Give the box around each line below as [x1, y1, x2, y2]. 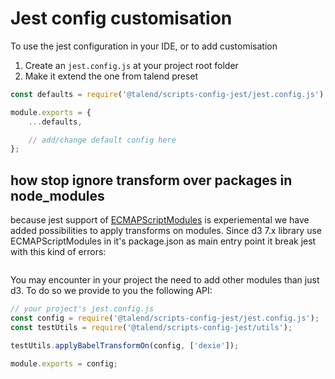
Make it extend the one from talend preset [24, 70, 199, 82]
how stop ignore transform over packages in [10, 172, 293, 189]
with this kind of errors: [10, 246, 107, 258]
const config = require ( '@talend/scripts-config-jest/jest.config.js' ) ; [10, 313, 320, 323]
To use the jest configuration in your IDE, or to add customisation [10, 40, 278, 52]
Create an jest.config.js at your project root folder [24, 59, 239, 71]
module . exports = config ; [10, 358, 118, 369]
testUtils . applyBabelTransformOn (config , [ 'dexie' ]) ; [10, 340, 240, 351]
